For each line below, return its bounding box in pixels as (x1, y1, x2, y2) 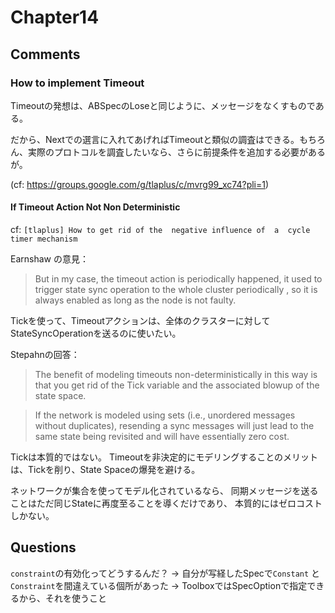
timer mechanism (10, 234, 78, 245)
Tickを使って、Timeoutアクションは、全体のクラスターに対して (10, 315, 271, 327)
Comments (10, 46, 81, 63)
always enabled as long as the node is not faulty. (34, 294, 237, 306)
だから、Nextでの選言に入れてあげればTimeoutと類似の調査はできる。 (10, 133, 300, 145)
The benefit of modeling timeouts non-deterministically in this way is (34, 369, 318, 381)
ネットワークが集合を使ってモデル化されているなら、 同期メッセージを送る (10, 485, 319, 497)
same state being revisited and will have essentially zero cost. (34, 431, 290, 443)
